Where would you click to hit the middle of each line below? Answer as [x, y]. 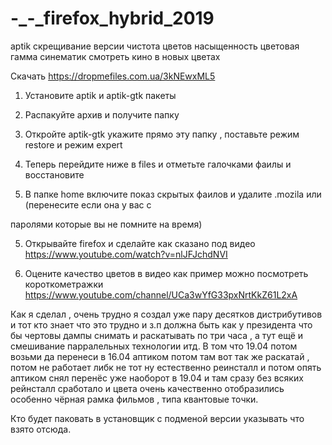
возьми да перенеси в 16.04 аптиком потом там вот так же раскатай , [160, 356]
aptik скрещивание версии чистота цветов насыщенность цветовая [155, 46]
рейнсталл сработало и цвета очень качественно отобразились [147, 388]
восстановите [54, 174]
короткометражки [64, 284]
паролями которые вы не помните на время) [106, 224]
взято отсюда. [41, 429]
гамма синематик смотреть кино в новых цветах [115, 56]
